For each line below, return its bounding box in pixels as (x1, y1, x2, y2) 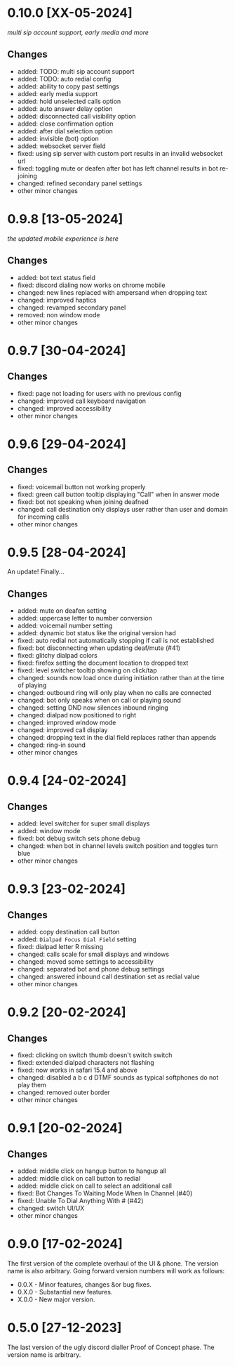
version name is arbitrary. (7, 1351, 81, 1359)
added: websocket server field (17, 142, 106, 150)
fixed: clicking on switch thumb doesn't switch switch (17, 1051, 173, 1059)
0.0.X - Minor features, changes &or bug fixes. (17, 1280, 152, 1289)
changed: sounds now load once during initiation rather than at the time (17, 674, 224, 682)
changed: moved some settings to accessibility (17, 957, 154, 966)
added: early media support (17, 89, 98, 98)
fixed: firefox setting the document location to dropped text (17, 658, 189, 668)
